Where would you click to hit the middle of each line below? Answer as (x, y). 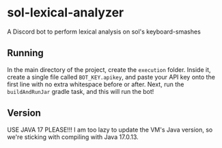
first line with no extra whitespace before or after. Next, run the (96, 84)
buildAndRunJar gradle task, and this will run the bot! (81, 91)
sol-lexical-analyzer (66, 13)
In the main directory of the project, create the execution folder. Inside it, (109, 69)
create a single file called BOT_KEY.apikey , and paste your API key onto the (111, 77)
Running (26, 53)
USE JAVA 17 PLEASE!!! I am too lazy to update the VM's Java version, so (110, 129)
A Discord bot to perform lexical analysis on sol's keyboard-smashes (104, 32)
